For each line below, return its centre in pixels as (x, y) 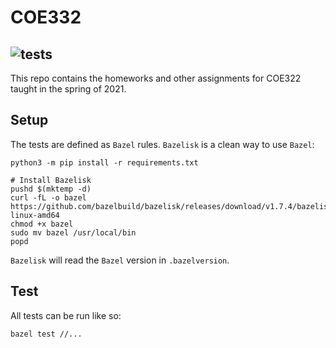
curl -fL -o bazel (48, 197)
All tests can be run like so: (66, 315)
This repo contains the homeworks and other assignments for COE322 (156, 78)
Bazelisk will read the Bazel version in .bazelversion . (120, 260)
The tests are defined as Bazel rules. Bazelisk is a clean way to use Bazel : (162, 144)
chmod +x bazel (42, 224)
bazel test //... (46, 334)
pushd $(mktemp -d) (51, 189)
